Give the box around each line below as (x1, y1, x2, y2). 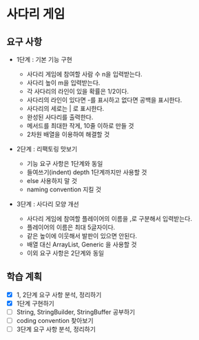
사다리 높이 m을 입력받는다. (26, 78, 101, 87)
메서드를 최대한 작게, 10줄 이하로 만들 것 (26, 122, 134, 129)
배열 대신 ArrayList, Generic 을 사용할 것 (26, 240, 137, 248)
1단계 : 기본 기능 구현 (16, 56, 73, 63)
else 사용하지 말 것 (26, 177, 77, 184)
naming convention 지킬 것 (26, 185, 101, 193)
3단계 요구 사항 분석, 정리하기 (16, 325, 96, 334)
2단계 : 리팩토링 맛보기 (16, 145, 78, 153)
